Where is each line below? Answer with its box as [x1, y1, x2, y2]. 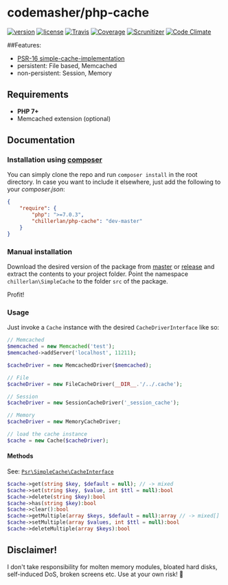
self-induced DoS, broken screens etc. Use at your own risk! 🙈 [7, 570, 184, 578]
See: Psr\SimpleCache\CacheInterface [7, 467, 115, 476]
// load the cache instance [7, 431, 88, 438]
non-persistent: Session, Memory [16, 69, 112, 77]
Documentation [7, 134, 76, 146]
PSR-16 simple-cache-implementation [16, 54, 125, 63]
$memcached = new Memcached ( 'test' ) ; [7, 343, 115, 350]
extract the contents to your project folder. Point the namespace [7, 270, 189, 278]
